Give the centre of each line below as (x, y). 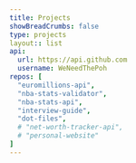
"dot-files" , (42, 119)
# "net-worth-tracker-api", (71, 128)
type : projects (38, 34)
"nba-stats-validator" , (62, 93)
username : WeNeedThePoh (62, 69)
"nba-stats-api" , (50, 102)
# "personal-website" (58, 136)
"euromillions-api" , (56, 85)
